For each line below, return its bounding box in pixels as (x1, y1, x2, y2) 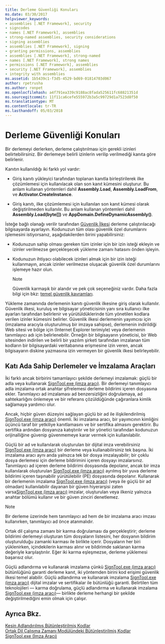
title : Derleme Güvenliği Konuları (5, 7, 79, 12)
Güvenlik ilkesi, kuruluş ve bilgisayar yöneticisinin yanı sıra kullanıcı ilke (5, 305, 150, 311)
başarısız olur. (5, 554, 34, 560)
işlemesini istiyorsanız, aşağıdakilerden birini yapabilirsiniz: (5, 231, 125, 237)
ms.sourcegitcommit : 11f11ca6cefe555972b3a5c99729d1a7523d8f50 (5, 94, 138, 99)
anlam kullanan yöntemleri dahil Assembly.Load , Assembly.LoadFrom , (12, 186, 158, 192)
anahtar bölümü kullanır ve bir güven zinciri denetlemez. (5, 494, 120, 500)
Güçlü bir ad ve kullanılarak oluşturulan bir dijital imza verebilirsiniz (5, 441, 141, 447)
